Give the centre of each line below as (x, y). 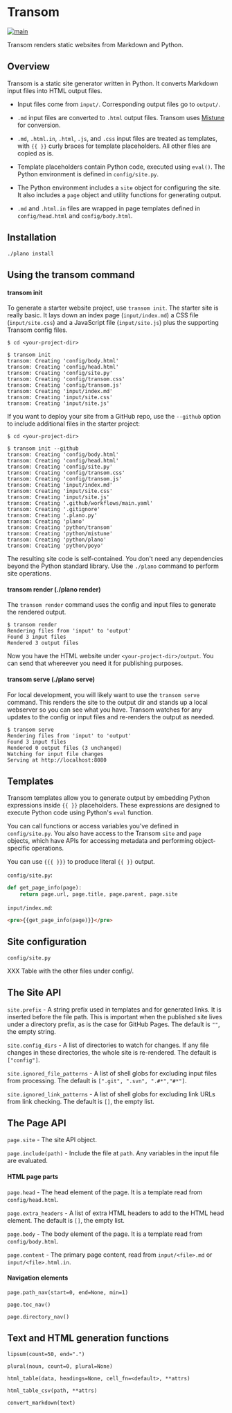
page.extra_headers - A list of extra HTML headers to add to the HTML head (116, 1213)
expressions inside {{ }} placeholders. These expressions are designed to (114, 805)
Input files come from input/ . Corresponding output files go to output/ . (118, 104)
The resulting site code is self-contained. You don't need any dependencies (115, 559)
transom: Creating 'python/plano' (57, 540)
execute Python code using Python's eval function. (80, 812)
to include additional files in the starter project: (74, 424)
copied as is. (35, 153)
